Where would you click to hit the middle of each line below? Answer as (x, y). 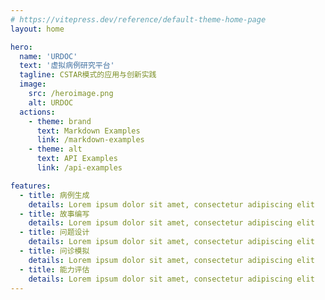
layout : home (37, 29)
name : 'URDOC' (48, 56)
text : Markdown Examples (88, 131)
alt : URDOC (51, 102)
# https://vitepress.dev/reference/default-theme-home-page (138, 19)
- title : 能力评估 (54, 269)
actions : (37, 112)
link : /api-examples (79, 168)
